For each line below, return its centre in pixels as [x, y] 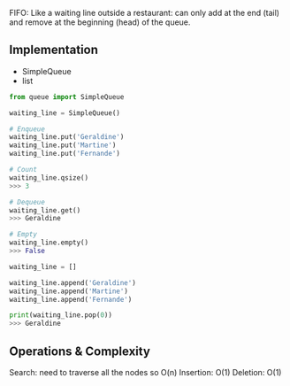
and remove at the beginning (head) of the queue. [100, 22]
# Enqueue [27, 129]
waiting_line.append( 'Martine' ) [69, 291]
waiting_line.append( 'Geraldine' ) [73, 282]
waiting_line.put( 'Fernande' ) [65, 154]
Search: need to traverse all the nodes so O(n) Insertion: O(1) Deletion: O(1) [145, 372]
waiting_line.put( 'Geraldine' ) [67, 137]
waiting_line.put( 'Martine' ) [63, 145]
